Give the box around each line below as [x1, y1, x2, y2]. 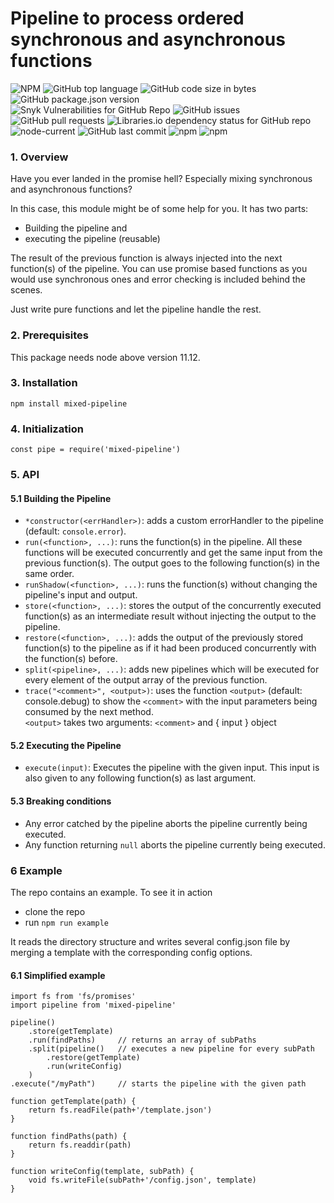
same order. [24, 568, 75, 580]
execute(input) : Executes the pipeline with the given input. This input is [24, 762, 320, 774]
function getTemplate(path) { [10, 1097, 137, 1107]
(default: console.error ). [24, 525, 127, 537]
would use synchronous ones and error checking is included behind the [10, 273, 306, 286]
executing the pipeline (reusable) [24, 233, 161, 245]
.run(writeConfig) [46, 1062, 123, 1072]
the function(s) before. [24, 653, 118, 665]
